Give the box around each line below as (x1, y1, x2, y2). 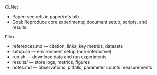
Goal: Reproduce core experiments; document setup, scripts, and (12, 19, 147, 25)
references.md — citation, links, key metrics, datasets (12, 43, 123, 49)
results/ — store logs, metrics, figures (12, 59, 90, 65)
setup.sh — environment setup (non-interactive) (12, 49, 112, 54)
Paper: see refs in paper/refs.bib (12, 14, 79, 19)
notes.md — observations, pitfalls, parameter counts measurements (12, 64, 152, 70)
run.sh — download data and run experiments (12, 54, 107, 60)
